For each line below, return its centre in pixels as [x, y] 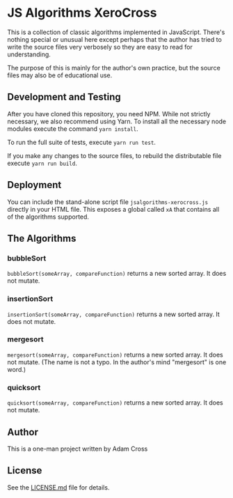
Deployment [34, 185]
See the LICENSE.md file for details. [58, 487]
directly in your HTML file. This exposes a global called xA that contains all [113, 209]
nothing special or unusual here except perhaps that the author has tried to [115, 39]
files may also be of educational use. [60, 75]
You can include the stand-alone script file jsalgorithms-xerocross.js [108, 202]
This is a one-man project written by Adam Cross [78, 449]
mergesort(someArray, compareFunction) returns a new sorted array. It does [115, 355]
